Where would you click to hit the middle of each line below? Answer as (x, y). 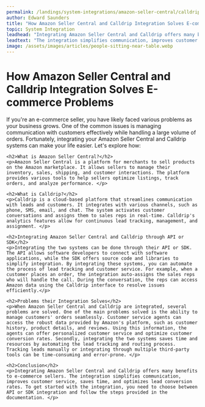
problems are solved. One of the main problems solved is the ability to (102, 312)
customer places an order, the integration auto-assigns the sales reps (101, 274)
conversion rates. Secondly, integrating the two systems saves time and (102, 338)
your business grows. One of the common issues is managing (84, 125)
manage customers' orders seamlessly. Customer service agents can (94, 317)
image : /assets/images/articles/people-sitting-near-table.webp (90, 47)
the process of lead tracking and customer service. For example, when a (102, 269)
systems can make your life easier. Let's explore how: (74, 145)
